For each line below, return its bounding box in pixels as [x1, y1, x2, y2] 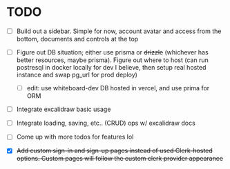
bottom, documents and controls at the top [16, 35, 139, 43]
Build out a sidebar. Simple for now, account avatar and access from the [16, 27, 222, 35]
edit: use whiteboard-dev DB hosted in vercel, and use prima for [26, 84, 210, 92]
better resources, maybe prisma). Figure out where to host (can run [16, 56, 209, 64]
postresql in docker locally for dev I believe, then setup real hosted [16, 63, 207, 72]
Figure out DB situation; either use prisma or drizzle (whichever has [16, 48, 209, 56]
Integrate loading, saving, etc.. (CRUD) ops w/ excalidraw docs [16, 119, 196, 128]
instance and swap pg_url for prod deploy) [16, 70, 137, 79]
